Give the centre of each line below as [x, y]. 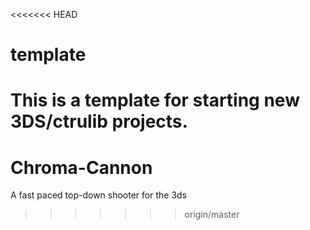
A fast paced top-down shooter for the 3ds [99, 195]
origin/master [212, 215]
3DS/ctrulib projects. [99, 121]
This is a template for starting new [155, 100]
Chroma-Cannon [81, 167]
